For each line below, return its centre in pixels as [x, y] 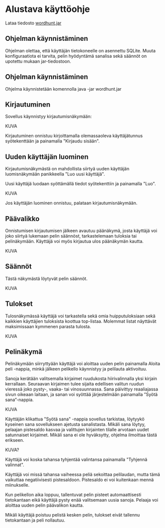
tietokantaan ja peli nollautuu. [35, 520]
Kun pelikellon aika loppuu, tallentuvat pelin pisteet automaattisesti [73, 495]
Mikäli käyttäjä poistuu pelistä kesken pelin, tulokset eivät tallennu [73, 515]
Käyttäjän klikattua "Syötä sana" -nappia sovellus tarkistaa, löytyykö [75, 419]
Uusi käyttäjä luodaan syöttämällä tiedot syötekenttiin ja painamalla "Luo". [81, 184]
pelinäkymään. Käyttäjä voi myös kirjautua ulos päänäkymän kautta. [75, 241]
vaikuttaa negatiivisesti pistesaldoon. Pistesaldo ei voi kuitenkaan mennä [80, 480]
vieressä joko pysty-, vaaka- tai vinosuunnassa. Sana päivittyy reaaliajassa [82, 389]
